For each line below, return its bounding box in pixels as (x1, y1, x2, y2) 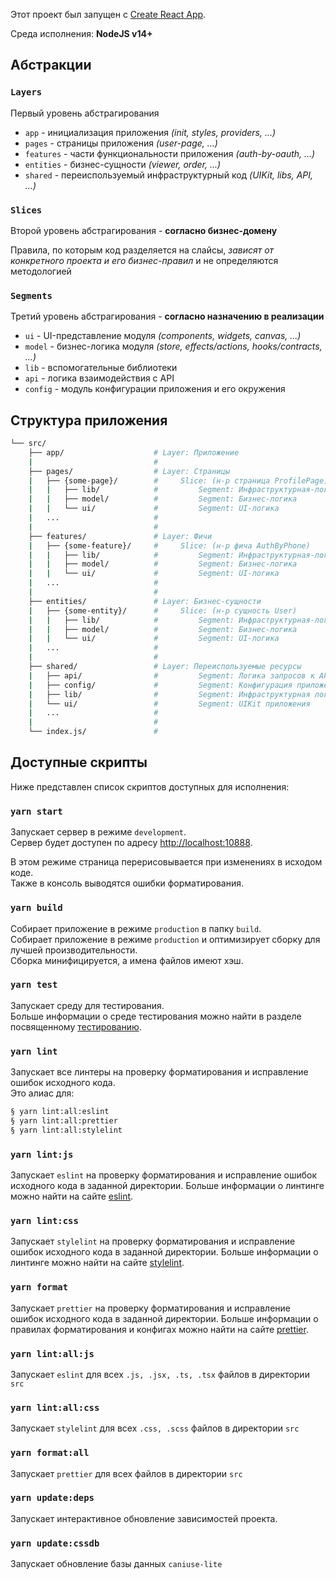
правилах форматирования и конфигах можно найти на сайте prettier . (10, 1323, 309, 1335)
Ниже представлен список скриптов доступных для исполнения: (10, 780, 290, 793)
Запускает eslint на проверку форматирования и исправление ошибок (10, 1169, 318, 1181)
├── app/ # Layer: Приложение (28, 447, 240, 458)
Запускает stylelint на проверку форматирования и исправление (10, 1235, 296, 1248)
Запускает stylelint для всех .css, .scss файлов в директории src (10, 1422, 300, 1434)
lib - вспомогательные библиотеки (24, 362, 178, 374)
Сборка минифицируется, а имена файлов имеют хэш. (10, 954, 244, 966)
